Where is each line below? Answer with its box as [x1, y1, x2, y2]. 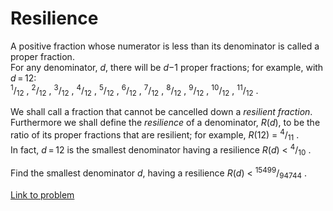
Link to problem [10, 188, 75, 201]
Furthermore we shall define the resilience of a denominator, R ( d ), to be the [10, 117, 321, 129]
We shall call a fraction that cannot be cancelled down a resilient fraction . [10, 106, 313, 118]
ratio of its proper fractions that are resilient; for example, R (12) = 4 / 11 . [10, 127, 300, 143]
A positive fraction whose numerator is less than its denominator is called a [10, 40, 320, 52]
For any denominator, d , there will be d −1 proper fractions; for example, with [10, 61, 324, 73]
